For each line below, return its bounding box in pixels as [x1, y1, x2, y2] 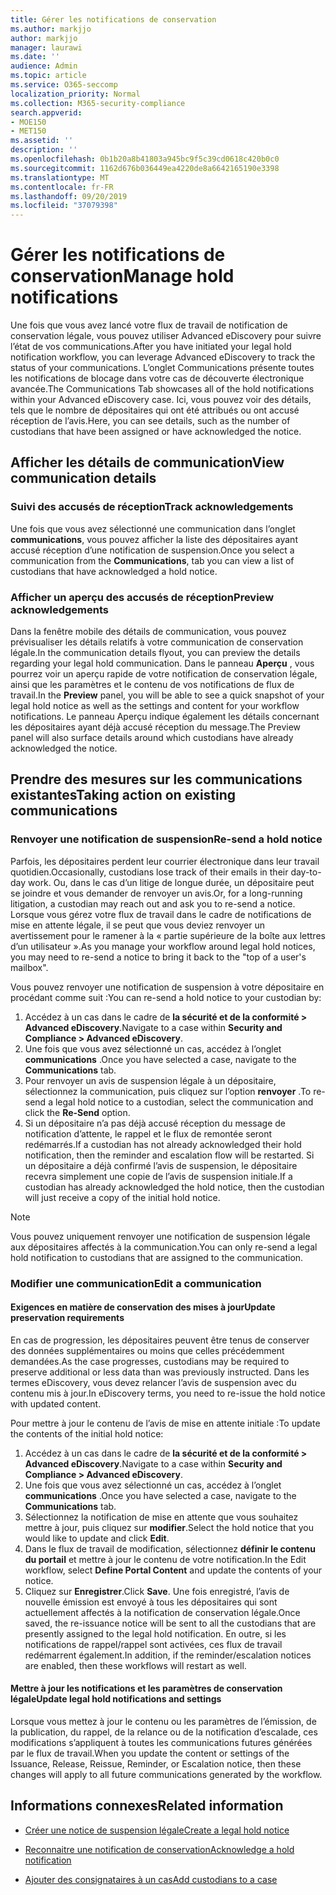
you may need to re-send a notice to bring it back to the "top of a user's [10, 951, 307, 963]
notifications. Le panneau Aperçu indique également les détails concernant [10, 711, 320, 723]
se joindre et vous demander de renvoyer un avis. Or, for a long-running [10, 887, 303, 899]
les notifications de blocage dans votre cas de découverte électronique [10, 372, 305, 385]
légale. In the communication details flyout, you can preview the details [10, 647, 301, 659]
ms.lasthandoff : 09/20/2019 [10, 191, 128, 201]
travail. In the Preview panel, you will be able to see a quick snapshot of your [10, 689, 325, 701]
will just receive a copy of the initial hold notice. [24, 1191, 221, 1203]
